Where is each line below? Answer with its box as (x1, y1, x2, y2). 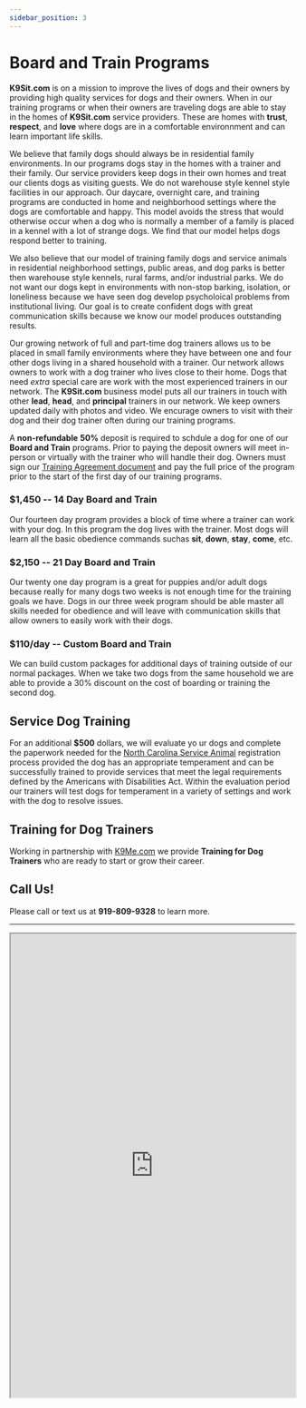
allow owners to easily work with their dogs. (9, 615, 174, 626)
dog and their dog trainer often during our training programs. (9, 415, 236, 425)
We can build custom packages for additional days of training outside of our (9, 659, 292, 670)
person (9, 451, 36, 463)
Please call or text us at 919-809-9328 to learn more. (9, 905, 210, 916)
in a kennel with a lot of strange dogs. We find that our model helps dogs (9, 225, 281, 236)
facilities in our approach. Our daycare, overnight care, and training (9, 187, 260, 198)
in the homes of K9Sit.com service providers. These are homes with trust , (9, 111, 288, 122)
